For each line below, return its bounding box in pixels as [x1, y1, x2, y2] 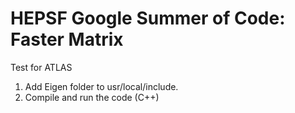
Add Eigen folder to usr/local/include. [24, 80, 179, 92]
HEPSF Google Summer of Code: [10, 7, 286, 30]
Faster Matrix [10, 28, 124, 51]
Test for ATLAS [10, 61, 73, 73]
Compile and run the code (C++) [24, 91, 160, 103]
